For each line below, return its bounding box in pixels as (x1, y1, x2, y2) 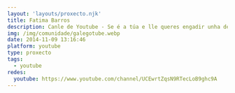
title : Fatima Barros (7, 17, 71, 24)
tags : (7, 56, 23, 63)
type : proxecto (7, 50, 52, 57)
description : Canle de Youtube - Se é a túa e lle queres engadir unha (7, 23, 220, 30)
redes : (7, 69, 27, 76)
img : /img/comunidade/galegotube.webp (7, 29, 120, 37)
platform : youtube (7, 43, 61, 50)
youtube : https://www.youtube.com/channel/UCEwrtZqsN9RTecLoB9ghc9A (13, 75, 218, 83)
